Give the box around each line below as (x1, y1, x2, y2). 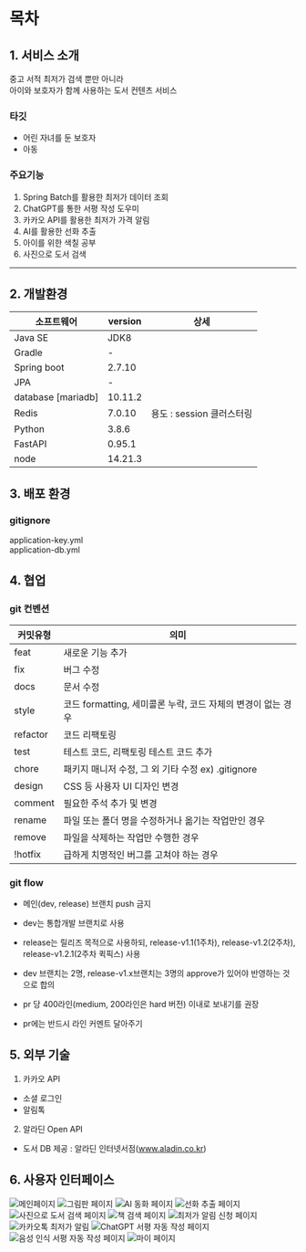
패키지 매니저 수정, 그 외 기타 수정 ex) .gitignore (63, 763, 258, 775)
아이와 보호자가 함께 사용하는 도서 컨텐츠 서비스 (9, 85, 178, 96)
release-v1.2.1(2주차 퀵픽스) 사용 (22, 949, 141, 960)
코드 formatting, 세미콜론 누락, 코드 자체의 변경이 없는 (63, 698, 281, 710)
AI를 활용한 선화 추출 (22, 226, 97, 237)
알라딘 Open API (22, 1123, 84, 1134)
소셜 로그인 (22, 1092, 63, 1103)
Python (14, 423, 46, 436)
